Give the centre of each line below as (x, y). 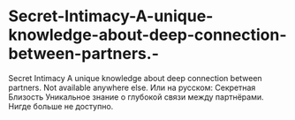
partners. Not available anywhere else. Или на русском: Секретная (132, 87)
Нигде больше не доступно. (61, 106)
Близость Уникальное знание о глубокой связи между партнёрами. (136, 97)
